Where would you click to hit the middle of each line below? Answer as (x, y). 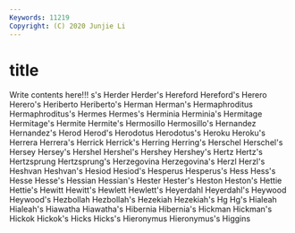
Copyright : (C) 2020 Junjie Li (67, 26)
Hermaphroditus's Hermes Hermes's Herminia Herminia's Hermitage (136, 114)
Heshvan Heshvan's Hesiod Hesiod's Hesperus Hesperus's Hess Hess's (143, 171)
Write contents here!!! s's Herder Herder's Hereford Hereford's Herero (138, 95)
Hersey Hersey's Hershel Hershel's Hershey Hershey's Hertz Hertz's (136, 152)
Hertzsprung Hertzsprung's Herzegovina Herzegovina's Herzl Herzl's (137, 161)
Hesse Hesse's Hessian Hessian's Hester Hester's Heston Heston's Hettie (146, 181)
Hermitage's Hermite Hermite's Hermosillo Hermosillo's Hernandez (133, 124)
